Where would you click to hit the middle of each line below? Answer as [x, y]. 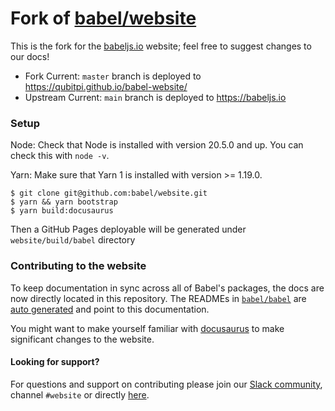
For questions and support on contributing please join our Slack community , [166, 384]
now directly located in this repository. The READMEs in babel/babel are [158, 298]
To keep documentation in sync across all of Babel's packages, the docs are [167, 288]
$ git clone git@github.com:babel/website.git [109, 193]
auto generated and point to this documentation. [110, 309]
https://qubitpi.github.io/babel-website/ [106, 86]
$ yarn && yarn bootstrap [64, 202]
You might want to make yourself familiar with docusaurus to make [147, 328]
